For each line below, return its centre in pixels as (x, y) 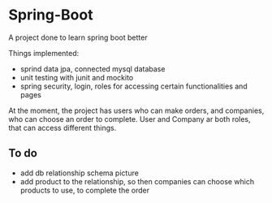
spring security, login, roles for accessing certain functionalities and (134, 86)
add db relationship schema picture (80, 173)
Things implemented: (44, 53)
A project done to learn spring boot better (78, 37)
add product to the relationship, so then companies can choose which (137, 181)
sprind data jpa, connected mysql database (93, 69)
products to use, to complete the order (85, 190)
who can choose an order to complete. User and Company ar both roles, (130, 119)
